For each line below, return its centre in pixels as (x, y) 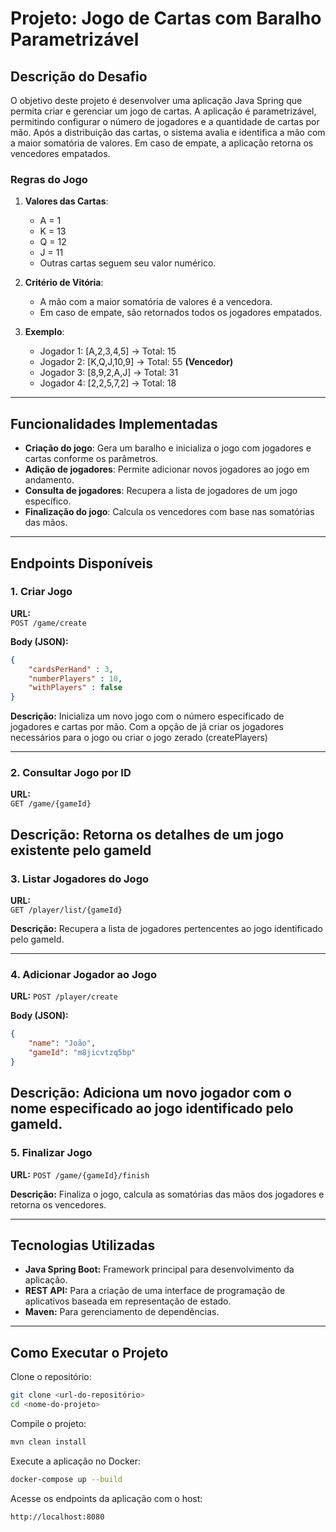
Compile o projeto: (48, 1424)
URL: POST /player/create (64, 996)
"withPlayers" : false (75, 688)
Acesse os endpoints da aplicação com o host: (106, 1498)
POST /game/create (48, 623)
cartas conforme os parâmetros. (91, 459)
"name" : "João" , (62, 1043)
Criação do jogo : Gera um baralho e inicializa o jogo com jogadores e (168, 448)
